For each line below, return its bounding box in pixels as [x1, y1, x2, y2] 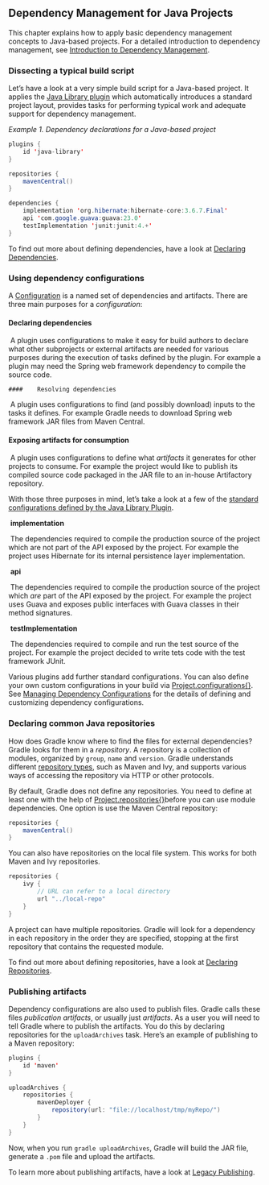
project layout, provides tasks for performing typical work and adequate [8, 101, 247, 110]
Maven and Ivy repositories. [8, 857, 100, 867]
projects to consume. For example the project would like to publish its [8, 462, 238, 471]
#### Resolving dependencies [8, 386, 116, 394]
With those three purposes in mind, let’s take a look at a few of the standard [8, 495, 259, 504]
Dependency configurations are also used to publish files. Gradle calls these [8, 1004, 261, 1013]
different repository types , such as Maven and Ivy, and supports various [8, 761, 247, 772]
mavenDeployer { [37, 1099, 92, 1107]
